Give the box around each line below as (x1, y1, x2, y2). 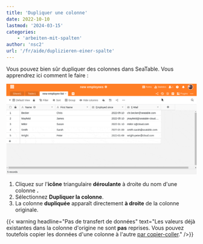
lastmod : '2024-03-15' (6, 22, 63, 28)
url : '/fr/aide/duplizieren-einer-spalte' (6, 48, 115, 54)
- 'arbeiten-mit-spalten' (17, 35, 83, 42)
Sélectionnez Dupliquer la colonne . (14, 193, 104, 201)
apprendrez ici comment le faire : (6, 71, 89, 79)
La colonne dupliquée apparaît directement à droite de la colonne (14, 199, 179, 207)
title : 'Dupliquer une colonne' (6, 10, 88, 16)
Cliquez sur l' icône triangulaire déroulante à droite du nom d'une (14, 180, 178, 187)
